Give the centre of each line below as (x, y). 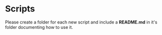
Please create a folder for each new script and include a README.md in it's (81, 22)
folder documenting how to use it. (39, 27)
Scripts (20, 9)
